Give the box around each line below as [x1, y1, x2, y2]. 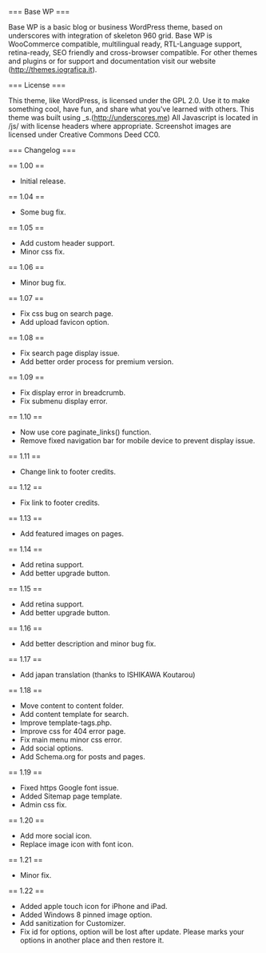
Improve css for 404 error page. [19, 727, 126, 735]
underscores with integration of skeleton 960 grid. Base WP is [8, 31, 213, 40]
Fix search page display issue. [19, 348, 120, 358]
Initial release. [19, 176, 66, 186]
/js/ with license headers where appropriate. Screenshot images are [8, 122, 232, 130]
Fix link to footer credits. [19, 498, 100, 507]
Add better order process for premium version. [19, 357, 174, 366]
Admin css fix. [19, 800, 67, 809]
